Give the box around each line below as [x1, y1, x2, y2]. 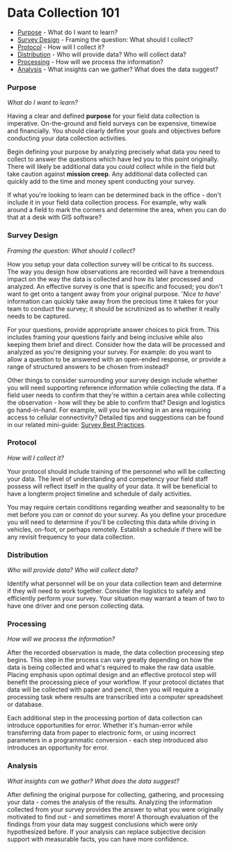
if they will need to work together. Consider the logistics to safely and [7, 587, 207, 595]
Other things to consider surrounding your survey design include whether [7, 375, 218, 385]
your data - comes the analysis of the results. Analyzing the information [7, 798, 213, 806]
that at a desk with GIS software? [7, 213, 102, 221]
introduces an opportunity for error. [7, 743, 109, 752]
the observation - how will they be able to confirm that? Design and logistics [7, 398, 226, 406]
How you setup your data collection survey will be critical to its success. [7, 260, 214, 268]
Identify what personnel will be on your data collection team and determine [7, 579, 223, 588]
